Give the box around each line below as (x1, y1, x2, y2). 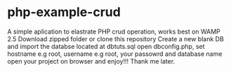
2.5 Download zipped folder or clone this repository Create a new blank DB (7, 34, 225, 43)
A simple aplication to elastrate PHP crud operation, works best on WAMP (7, 27, 221, 36)
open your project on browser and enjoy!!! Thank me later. (7, 57, 176, 65)
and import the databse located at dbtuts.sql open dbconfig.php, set (7, 42, 205, 50)
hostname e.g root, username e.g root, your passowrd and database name (7, 50, 223, 58)
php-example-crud (7, 4, 121, 20)
